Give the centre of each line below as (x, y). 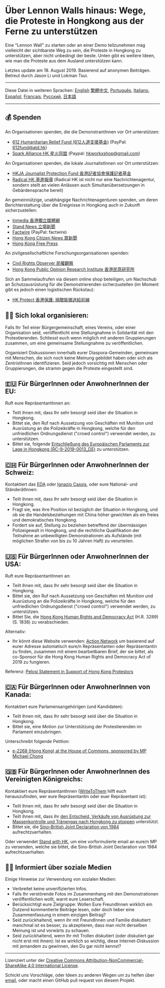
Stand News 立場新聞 (34, 226)
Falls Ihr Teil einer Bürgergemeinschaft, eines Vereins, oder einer (70, 327)
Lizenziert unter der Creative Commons (45, 960)
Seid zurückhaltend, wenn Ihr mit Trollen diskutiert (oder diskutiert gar (83, 936)
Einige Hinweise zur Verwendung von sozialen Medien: (61, 879)
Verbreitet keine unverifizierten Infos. (50, 889)
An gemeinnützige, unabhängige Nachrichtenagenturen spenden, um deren (82, 200)
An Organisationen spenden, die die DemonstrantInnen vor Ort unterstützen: (82, 132)
